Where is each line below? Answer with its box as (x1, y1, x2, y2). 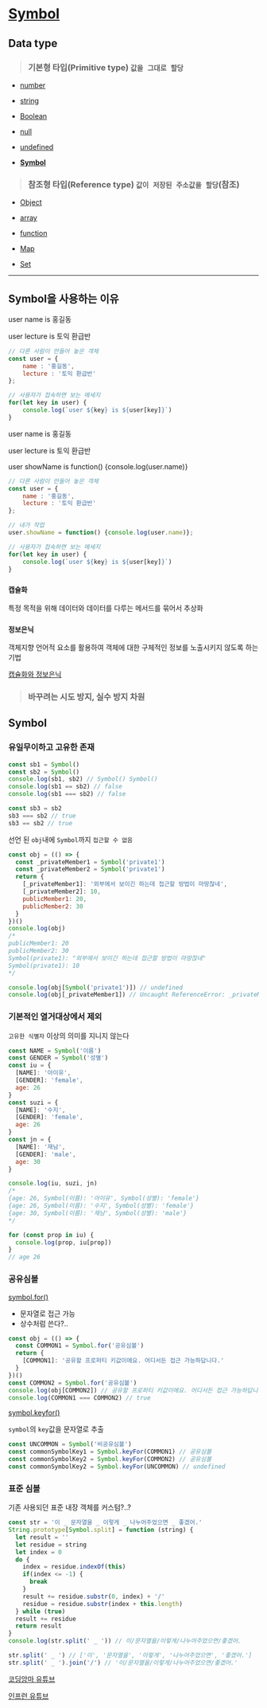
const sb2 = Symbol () (8, 768, 80, 776)
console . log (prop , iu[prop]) (15, 1238, 112, 1247)
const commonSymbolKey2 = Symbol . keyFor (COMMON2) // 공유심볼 (8, 1455, 212, 1463)
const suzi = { (8, 1099, 59, 1107)
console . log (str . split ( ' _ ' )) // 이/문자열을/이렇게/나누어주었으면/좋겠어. (8, 1637, 242, 1645)
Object (19, 198, 42, 207)
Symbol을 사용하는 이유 (8, 292, 119, 305)
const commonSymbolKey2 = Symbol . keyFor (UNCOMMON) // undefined (8, 1463, 226, 1471)
